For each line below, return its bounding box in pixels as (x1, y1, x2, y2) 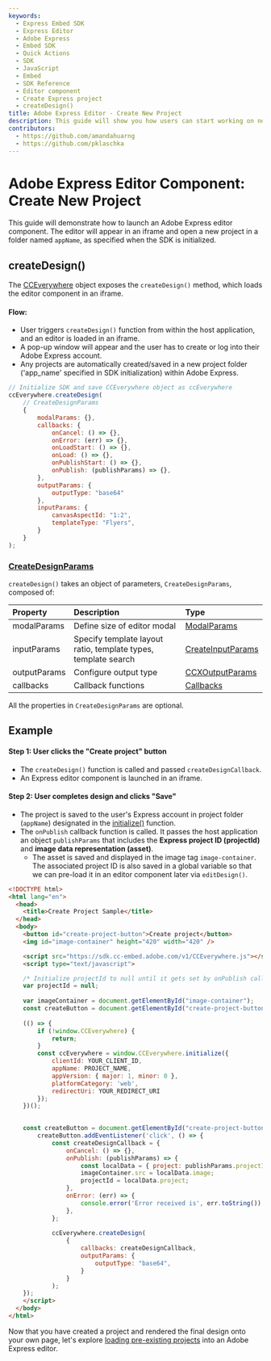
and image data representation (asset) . (19, 843, 154, 853)
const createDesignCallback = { (51, 1139, 161, 1147)
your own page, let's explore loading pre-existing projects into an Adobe (8, 1334, 249, 1345)
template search (73, 653, 135, 665)
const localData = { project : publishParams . (80, 1161, 236, 1170)
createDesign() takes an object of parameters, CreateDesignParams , (8, 579, 232, 588)
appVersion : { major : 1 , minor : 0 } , (51, 1072, 179, 1080)
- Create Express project (15, 95, 103, 103)
